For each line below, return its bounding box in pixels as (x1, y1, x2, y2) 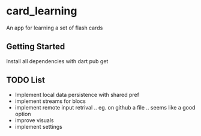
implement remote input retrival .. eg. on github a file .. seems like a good (14, 104, 196, 111)
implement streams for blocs (14, 97, 86, 105)
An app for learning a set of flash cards (6, 24, 103, 31)
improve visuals (14, 116, 54, 124)
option (14, 110, 31, 117)
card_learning (6, 4, 77, 18)
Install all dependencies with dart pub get (6, 57, 109, 64)
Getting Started (6, 42, 65, 52)
